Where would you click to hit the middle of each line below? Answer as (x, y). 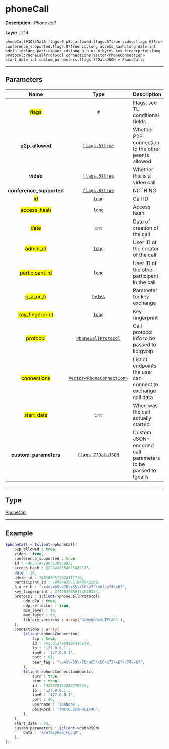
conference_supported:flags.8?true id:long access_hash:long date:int (81, 46)
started (141, 424)
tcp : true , (45, 638)
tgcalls (141, 477)
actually (142, 418)
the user (143, 372)
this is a (142, 176)
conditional (146, 115)
